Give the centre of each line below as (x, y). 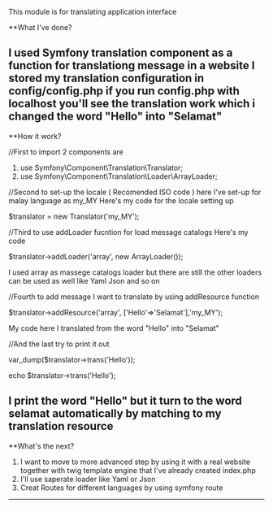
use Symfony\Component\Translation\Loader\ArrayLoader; (119, 176)
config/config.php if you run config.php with (124, 91)
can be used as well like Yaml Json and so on (84, 280)
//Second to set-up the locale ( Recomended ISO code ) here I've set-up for (135, 192)
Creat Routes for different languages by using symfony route (121, 488)
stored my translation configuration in (106, 78)
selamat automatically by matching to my (115, 414)
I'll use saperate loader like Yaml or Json (88, 479)
